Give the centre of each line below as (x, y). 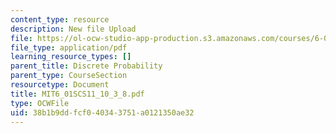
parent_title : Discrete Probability (86, 66)
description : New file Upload (73, 29)
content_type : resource (60, 19)
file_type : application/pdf (69, 47)
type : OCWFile (40, 103)
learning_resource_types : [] (71, 57)
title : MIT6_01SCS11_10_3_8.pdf (77, 94)
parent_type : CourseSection (69, 76)
